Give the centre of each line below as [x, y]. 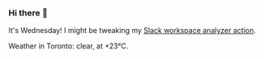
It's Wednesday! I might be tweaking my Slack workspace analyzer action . [132, 31]
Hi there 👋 [28, 13]
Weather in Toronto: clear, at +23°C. [68, 46]
